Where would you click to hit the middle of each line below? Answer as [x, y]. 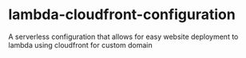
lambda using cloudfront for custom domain [81, 44]
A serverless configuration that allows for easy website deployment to [123, 37]
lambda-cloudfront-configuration [122, 15]
